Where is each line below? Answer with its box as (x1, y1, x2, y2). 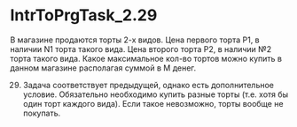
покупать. (22, 108, 61, 118)
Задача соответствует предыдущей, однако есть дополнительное (22, 79, 274, 90)
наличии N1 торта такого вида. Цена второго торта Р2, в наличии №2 (10, 43, 272, 54)
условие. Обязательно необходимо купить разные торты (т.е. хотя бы (22, 89, 289, 100)
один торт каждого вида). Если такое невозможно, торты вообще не (22, 98, 284, 108)
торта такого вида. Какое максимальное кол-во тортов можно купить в (10, 53, 283, 63)
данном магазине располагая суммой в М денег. (10, 63, 197, 73)
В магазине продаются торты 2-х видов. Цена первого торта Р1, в (10, 34, 260, 45)
